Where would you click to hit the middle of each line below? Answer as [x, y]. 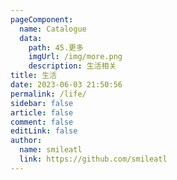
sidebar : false [42, 103]
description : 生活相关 [72, 66]
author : [26, 141]
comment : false [42, 122]
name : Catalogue [53, 29]
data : [31, 38]
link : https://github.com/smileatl [93, 159]
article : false [42, 112]
